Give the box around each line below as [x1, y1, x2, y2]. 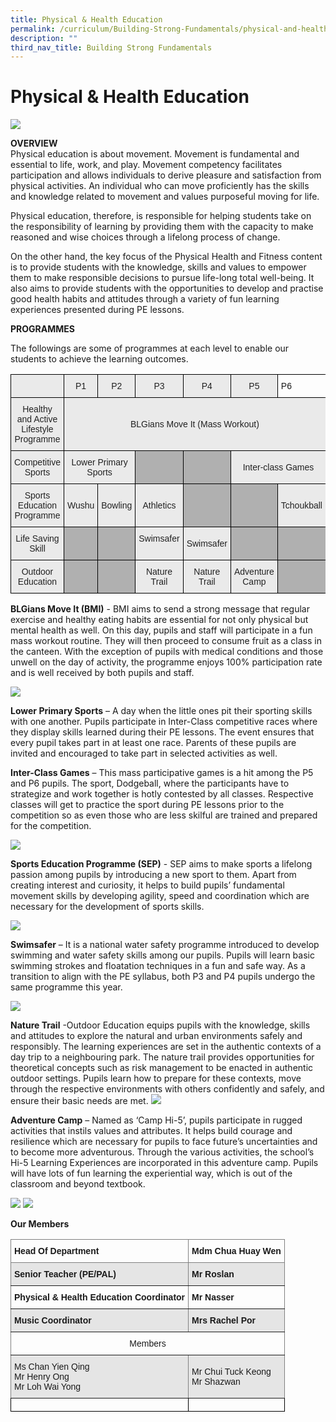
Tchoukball [280, 500, 323, 511]
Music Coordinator [14, 1315, 92, 1326]
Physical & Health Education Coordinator [14, 1292, 186, 1303]
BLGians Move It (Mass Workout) [129, 419, 260, 430]
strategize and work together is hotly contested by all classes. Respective [10, 788, 314, 800]
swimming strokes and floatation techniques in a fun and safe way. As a [10, 960, 306, 972]
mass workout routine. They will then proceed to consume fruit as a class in [10, 635, 322, 647]
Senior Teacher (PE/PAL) [14, 1269, 117, 1280]
